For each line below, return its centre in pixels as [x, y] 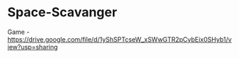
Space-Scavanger [62, 12]
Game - [19, 32]
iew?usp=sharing [33, 47]
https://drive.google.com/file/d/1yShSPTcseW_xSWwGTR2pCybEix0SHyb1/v [119, 39]
